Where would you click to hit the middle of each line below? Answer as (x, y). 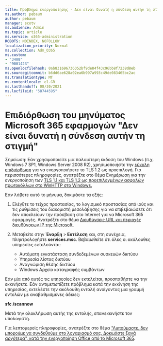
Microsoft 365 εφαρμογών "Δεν (72, 125)
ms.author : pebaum (24, 14)
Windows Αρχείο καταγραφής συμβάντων (62, 270)
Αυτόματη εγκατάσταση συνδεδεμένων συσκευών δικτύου (79, 254)
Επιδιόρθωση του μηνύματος (65, 115)
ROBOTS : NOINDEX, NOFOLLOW (32, 41)
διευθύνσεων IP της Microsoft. (43, 225)
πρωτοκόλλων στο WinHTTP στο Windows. (49, 185)
